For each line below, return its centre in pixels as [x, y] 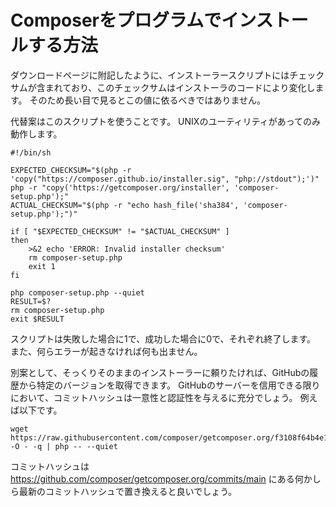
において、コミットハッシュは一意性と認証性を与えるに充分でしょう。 [154, 397]
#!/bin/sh [31, 152]
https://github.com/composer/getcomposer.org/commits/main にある [152, 478]
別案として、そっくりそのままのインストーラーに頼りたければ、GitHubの [160, 372]
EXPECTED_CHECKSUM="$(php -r [71, 170]
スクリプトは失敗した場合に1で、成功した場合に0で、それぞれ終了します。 [163, 338]
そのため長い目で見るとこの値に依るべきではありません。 [148, 100]
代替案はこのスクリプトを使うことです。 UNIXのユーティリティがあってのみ [166, 121]
